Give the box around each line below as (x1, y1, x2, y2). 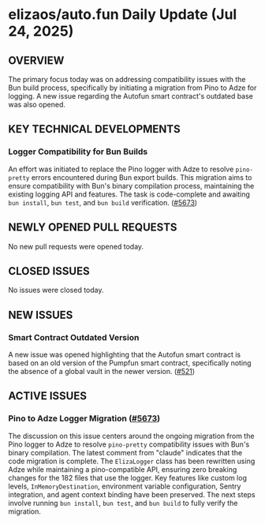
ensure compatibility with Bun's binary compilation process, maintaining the (8, 181, 255, 190)
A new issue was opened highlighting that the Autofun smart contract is (8, 350, 241, 359)
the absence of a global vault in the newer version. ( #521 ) (8, 367, 196, 376)
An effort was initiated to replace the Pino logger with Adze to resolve (8, 164, 234, 174)
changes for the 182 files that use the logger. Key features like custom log (8, 473, 247, 482)
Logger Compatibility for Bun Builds (8, 146, 148, 157)
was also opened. (8, 100, 65, 109)
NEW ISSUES (8, 308, 73, 321)
